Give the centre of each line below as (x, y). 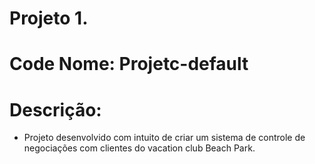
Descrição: (55, 109)
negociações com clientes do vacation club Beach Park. (139, 148)
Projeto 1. (49, 18)
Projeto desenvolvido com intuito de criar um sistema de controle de (164, 138)
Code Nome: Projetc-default (129, 64)
